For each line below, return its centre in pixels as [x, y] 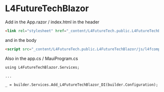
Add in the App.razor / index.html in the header [52, 22]
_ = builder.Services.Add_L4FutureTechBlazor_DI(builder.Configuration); [82, 85]
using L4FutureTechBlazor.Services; [42, 67]
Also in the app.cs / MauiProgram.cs [41, 58]
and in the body [21, 40]
